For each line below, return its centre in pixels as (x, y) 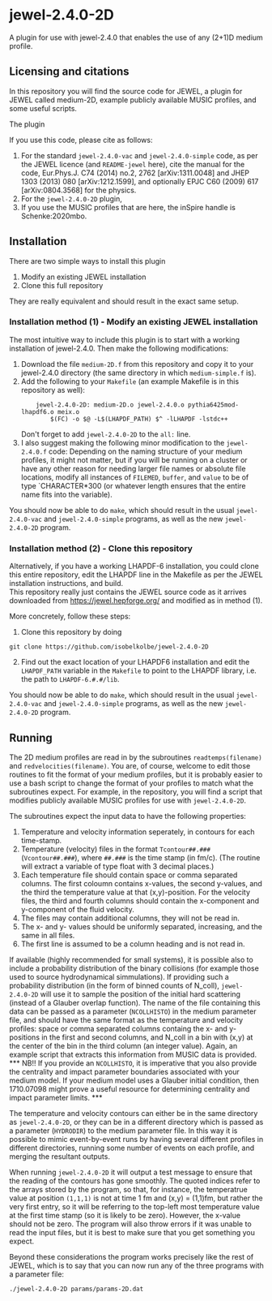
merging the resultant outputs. (59, 1156)
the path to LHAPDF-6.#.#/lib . (70, 679)
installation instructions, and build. (66, 584)
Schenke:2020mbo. (54, 216)
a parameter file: (36, 1274)
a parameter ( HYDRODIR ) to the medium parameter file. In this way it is (123, 1131)
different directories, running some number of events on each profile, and (132, 1148)
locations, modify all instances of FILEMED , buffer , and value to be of (135, 477)
